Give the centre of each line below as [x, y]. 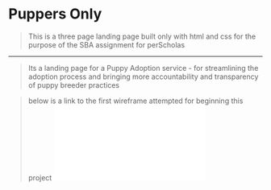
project [40, 177]
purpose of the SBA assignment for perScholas [106, 44]
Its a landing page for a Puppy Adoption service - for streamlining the [143, 68]
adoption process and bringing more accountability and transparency [143, 76]
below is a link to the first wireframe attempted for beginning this [135, 101]
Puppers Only [55, 14]
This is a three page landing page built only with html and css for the [142, 36]
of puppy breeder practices [73, 85]
